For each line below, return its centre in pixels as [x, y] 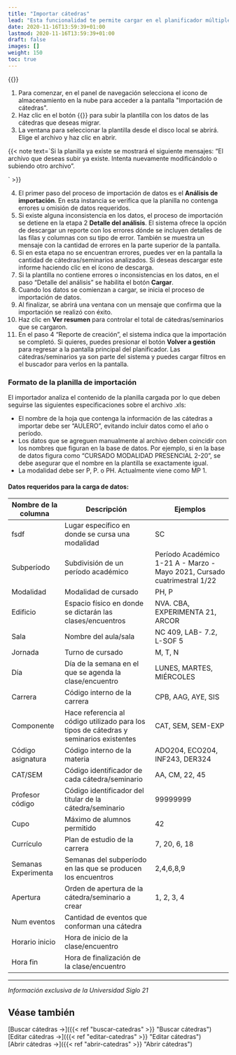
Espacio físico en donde [104, 603]
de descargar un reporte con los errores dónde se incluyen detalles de [120, 230]
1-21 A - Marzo [182, 563]
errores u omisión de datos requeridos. [74, 208]
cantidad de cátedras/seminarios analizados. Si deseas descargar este [120, 260]
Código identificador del [104, 790]
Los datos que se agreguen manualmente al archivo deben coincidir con [122, 441]
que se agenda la [93, 673]
